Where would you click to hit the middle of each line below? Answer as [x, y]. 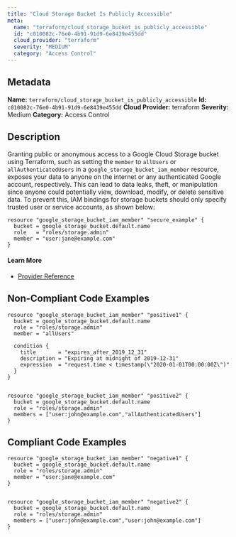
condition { [32, 346]
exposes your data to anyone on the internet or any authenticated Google [114, 177]
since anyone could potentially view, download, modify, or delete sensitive [116, 192]
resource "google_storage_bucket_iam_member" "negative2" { [98, 502]
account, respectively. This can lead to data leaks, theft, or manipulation [113, 184]
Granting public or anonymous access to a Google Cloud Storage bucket [113, 154]
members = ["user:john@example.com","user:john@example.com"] [107, 521]
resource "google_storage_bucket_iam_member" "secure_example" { [106, 220]
